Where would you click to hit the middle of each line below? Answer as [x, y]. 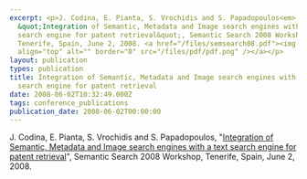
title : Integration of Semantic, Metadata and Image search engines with [153, 78]
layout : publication [49, 60]
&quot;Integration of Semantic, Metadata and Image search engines [149, 26]
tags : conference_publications [69, 103]
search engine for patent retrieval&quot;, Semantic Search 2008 [145, 35]
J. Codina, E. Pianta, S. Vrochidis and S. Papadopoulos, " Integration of [142, 137]
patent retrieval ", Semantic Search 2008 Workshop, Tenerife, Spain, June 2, [152, 157]
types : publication [47, 69]
